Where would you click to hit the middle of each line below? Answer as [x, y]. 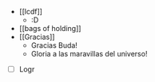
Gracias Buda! [54, 45]
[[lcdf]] [31, 12]
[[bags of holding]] [50, 28]
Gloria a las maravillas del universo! [89, 54]
